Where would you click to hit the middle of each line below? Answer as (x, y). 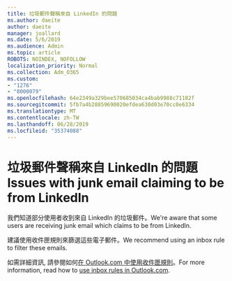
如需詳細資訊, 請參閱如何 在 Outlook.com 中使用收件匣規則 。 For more (106, 262)
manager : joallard (34, 33)
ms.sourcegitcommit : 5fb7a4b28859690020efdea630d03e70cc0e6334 (101, 105)
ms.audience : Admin (36, 46)
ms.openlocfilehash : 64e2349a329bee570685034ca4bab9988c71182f (101, 99)
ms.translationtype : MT (42, 111)
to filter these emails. (37, 248)
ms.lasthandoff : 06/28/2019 (48, 124)
